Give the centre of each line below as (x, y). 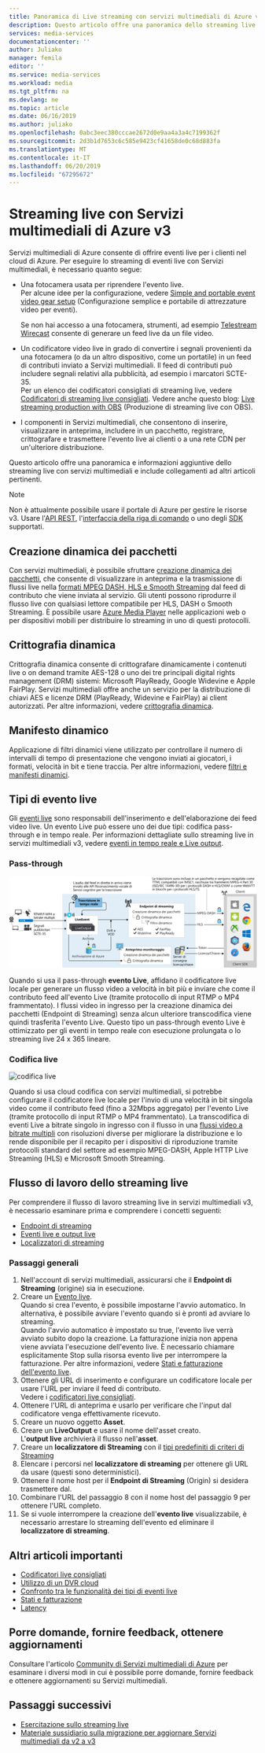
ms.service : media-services (55, 75)
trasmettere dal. (46, 1489)
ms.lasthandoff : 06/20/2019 (55, 166)
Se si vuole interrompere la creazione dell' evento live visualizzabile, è (133, 1514)
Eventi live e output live (58, 1234)
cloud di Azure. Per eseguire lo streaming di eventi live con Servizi (116, 261)
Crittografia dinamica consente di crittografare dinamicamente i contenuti (128, 664)
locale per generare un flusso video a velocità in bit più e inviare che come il (132, 988)
